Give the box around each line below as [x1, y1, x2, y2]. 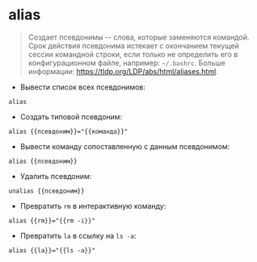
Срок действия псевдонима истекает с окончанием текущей [27, 40, 240, 50]
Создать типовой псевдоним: [19, 111, 123, 122]
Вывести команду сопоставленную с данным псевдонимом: [19, 141, 230, 151]
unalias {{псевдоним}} [8, 187, 85, 195]
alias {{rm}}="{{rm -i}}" [8, 216, 95, 225]
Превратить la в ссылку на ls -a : [19, 231, 137, 240]
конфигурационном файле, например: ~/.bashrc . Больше [27, 58, 226, 68]
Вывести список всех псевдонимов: [19, 82, 145, 92]
